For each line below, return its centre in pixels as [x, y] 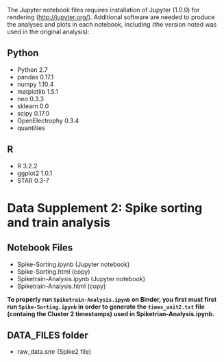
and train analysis [59, 222]
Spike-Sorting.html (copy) [53, 271]
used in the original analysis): [49, 31]
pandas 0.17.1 [35, 77]
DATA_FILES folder [48, 336]
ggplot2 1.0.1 [35, 173]
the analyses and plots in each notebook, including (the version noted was [112, 24]
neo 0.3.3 [30, 99]
